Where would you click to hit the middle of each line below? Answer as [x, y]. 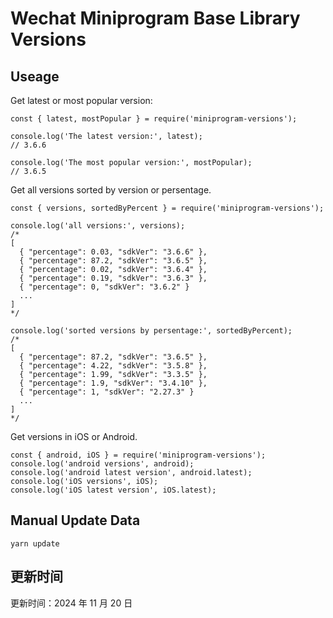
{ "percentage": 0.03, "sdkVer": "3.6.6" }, [113, 252]
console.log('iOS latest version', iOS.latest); [113, 490]
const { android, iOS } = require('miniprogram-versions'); [138, 455]
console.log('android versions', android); [102, 464]
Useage [35, 76]
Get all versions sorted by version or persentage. [111, 190]
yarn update [35, 543]
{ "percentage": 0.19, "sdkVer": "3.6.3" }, [113, 278]
